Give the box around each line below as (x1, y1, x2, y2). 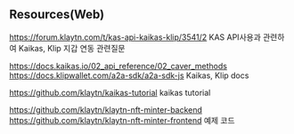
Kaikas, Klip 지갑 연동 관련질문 (18, 43, 126, 53)
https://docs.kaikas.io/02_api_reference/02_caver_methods (9, 60, 227, 71)
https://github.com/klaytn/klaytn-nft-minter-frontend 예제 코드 (9, 114, 235, 125)
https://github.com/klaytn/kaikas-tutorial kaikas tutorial (9, 87, 211, 98)
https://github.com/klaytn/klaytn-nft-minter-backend (9, 104, 203, 114)
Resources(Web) (9, 7, 105, 22)
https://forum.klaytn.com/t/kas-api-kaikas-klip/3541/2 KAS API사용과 (9, 31, 261, 43)
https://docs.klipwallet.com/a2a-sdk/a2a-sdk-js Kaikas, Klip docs (9, 70, 249, 81)
